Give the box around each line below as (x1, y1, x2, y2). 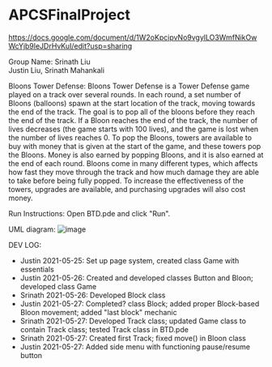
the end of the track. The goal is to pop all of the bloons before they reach (8, 107, 255, 117)
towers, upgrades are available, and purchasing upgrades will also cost (8, 184, 246, 194)
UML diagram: (8, 224, 56, 234)
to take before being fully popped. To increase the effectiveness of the (8, 176, 244, 186)
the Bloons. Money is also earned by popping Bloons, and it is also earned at (8, 150, 264, 160)
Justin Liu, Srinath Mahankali (8, 65, 105, 75)
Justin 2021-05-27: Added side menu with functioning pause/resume (19, 342, 251, 352)
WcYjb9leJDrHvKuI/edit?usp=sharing (8, 41, 133, 50)
